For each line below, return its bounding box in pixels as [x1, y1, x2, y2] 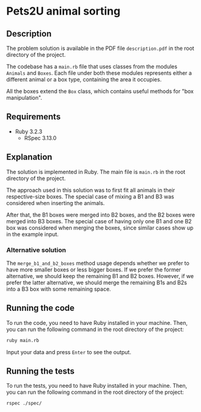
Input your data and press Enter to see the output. [6, 348, 132, 355]
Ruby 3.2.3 [15, 128, 43, 135]
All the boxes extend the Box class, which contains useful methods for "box [6, 88, 194, 95]
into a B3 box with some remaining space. [6, 285, 111, 293]
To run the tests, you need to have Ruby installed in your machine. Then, [6, 382, 187, 389]
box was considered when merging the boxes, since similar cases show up [6, 224, 194, 231]
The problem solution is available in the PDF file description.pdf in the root [6, 44, 194, 52]
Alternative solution [6, 245, 66, 254]
